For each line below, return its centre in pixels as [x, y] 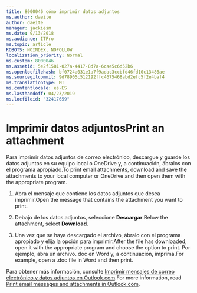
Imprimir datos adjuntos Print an [86, 128]
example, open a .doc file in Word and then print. [74, 260]
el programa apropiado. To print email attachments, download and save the [96, 169]
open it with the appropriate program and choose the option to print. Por [102, 247]
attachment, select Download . [51, 224]
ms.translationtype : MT [35, 83]
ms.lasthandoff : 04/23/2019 [41, 94]
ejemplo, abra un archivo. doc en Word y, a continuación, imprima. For [99, 254]
